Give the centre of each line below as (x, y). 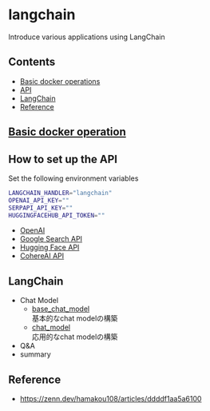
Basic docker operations (60, 81)
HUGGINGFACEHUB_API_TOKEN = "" (57, 215)
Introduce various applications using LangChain (87, 37)
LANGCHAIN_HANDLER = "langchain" (60, 193)
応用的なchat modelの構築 (75, 337)
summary (36, 354)
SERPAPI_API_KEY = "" (41, 208)
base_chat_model (61, 309)
